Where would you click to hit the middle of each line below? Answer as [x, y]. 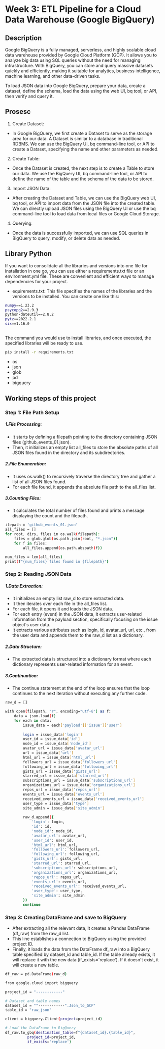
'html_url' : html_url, [55, 845]
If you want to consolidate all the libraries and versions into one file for [76, 265]
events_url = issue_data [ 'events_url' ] [64, 794]
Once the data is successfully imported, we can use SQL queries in [80, 233]
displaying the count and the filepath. [50, 516]
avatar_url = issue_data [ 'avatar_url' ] [64, 749]
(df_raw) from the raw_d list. [41, 934]
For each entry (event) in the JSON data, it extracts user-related [77, 614]
